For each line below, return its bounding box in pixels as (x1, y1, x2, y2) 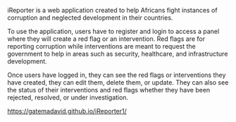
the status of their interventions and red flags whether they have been (7, 86, 211, 94)
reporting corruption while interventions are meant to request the (7, 42, 196, 50)
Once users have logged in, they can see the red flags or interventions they (7, 71, 226, 79)
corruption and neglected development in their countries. (7, 13, 173, 22)
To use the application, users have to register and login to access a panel (7, 28, 220, 35)
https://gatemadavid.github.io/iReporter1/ (7, 107, 127, 115)
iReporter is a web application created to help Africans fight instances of (7, 6, 218, 14)
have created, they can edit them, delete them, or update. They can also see (7, 78, 229, 87)
